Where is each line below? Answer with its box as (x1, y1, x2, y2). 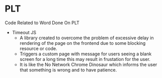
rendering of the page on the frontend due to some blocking (19, 40, 146, 46)
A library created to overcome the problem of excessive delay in (19, 35, 154, 41)
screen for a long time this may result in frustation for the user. (19, 56, 151, 62)
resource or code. (19, 45, 57, 51)
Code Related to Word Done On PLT (5, 20, 80, 26)
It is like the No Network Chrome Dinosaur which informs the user (19, 61, 157, 67)
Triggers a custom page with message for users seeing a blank (19, 51, 152, 57)
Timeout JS (12, 29, 37, 35)
